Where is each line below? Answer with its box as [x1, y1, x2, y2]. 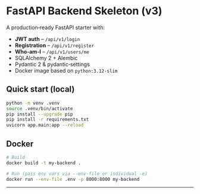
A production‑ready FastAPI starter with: [6, 24, 105, 31]
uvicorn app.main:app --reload [6, 122, 84, 129]
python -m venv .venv [6, 100, 60, 106]
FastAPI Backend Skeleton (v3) [6, 4, 162, 18]
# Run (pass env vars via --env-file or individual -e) [6, 171, 148, 177]
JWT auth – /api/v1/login [14, 35, 80, 42]
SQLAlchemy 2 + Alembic [14, 54, 78, 61]
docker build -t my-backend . [6, 159, 82, 166]
